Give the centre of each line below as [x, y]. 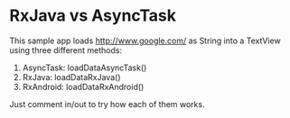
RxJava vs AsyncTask [93, 16]
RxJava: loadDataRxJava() [71, 77]
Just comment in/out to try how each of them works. [107, 104]
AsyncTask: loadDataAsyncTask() [84, 68]
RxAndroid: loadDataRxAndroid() [83, 86]
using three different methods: [66, 50]
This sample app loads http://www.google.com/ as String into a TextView [145, 41]
